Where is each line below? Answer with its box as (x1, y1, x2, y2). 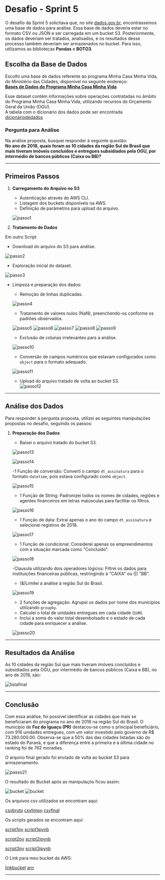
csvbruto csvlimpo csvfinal (5, 808, 60, 814)
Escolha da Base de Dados (5, 60, 87, 68)
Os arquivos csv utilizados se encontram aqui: (5, 798, 99, 804)
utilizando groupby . (19, 604, 57, 610)
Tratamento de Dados (12, 224, 58, 230)
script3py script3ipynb (5, 846, 51, 851)
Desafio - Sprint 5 (5, 3, 79, 15)
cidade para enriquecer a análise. (19, 620, 87, 626)
